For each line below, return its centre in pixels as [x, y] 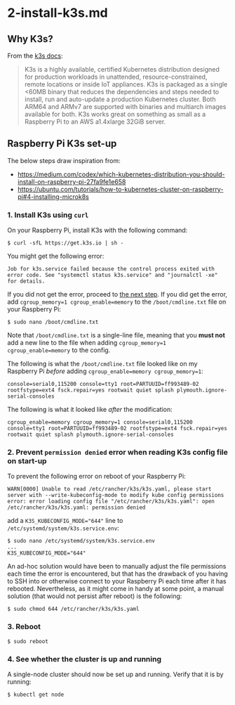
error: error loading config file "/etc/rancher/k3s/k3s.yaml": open [111, 502]
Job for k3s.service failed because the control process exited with [111, 269]
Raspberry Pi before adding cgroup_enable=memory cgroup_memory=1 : [105, 371]
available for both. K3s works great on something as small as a [115, 114]
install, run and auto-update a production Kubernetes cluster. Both [120, 99]
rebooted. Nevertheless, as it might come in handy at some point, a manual [116, 589]
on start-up [27, 461]
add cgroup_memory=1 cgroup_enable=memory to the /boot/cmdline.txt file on [117, 302]
